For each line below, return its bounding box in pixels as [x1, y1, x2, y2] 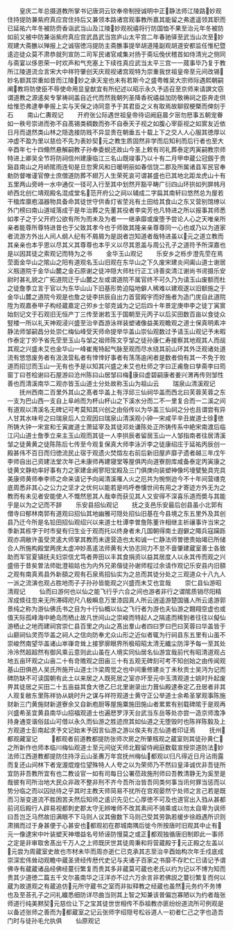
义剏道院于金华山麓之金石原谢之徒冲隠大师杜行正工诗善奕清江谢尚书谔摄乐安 [7, 267, 226, 275]
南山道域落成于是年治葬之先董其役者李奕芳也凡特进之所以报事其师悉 [31, 206, 226, 214]
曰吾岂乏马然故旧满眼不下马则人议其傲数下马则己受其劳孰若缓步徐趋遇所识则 [7, 812, 226, 821]
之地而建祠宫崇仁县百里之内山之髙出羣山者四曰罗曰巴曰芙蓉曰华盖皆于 [25, 622, 226, 630]
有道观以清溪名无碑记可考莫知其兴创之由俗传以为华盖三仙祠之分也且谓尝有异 [7, 406, 226, 413]
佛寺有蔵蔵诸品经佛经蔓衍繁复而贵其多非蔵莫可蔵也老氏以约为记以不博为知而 [7, 864, 226, 873]
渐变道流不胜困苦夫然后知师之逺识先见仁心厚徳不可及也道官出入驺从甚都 [19, 795, 226, 803]
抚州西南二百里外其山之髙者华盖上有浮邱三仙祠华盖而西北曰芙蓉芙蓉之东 [19, 388, 226, 396]
